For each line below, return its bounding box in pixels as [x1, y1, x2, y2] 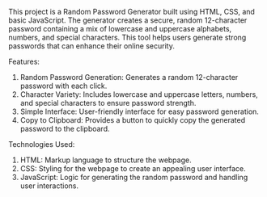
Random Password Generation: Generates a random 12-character [19, 73, 239, 82]
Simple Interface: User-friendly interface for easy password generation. [19, 107, 259, 116]
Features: [8, 57, 40, 66]
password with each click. [19, 81, 108, 90]
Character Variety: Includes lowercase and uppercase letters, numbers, [19, 90, 259, 99]
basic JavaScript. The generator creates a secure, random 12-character [8, 15, 248, 25]
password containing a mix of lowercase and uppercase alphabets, [8, 24, 232, 33]
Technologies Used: [8, 140, 75, 149]
